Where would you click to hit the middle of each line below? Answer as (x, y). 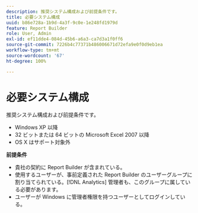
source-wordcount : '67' (36, 56)
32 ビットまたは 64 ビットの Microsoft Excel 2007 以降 (82, 135)
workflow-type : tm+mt (33, 50)
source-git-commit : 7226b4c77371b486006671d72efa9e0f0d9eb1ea (84, 45)
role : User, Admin (29, 34)
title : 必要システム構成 (33, 17)
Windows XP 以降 (36, 127)
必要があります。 (41, 189)
